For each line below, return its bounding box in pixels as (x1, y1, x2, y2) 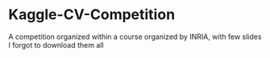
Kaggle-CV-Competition (8, 6, 176, 24)
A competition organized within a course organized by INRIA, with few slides (8, 32, 262, 41)
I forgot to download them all (8, 40, 104, 49)
